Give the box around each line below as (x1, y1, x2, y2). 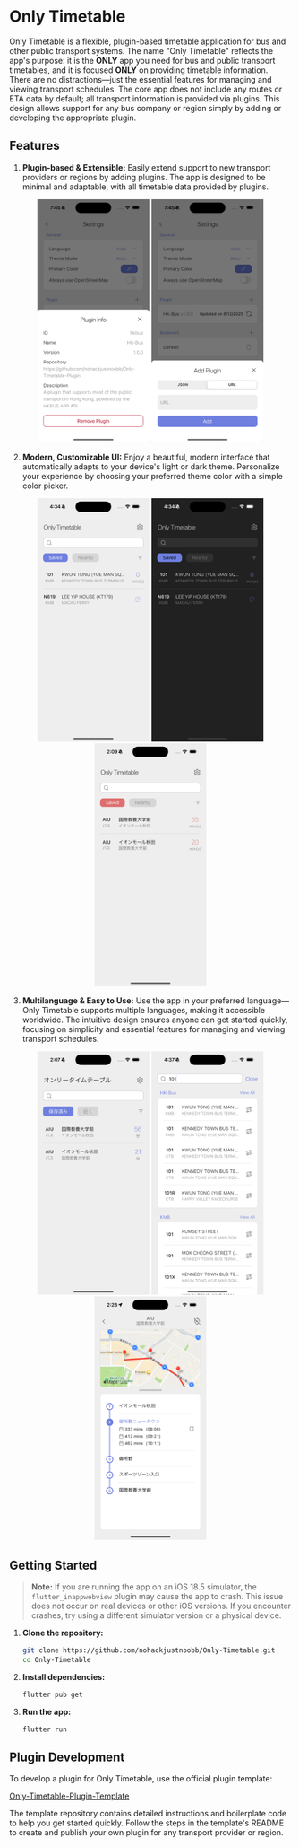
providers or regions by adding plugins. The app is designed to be (21, 171, 266, 182)
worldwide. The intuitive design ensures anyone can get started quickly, (21, 1014, 288, 1025)
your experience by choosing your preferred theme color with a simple (21, 470, 284, 481)
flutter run (21, 1725, 67, 1734)
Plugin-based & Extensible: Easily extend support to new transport (21, 162, 271, 172)
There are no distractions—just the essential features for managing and (9, 74, 272, 84)
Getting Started (9, 1557, 98, 1572)
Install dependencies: (21, 1671, 106, 1682)
